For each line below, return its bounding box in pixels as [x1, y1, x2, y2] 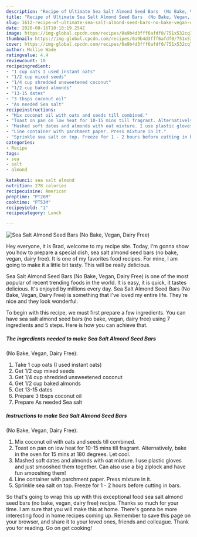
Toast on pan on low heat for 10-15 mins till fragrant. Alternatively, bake [14, 444, 186, 452]
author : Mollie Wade [6, 47, 57, 53]
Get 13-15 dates [14, 386, 53, 393]
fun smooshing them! [14, 470, 66, 477]
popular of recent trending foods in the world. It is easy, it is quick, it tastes [6, 279, 187, 286]
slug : [6, 19, 19, 25]
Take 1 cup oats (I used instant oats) [14, 362, 102, 369]
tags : [6, 150, 19, 156]
